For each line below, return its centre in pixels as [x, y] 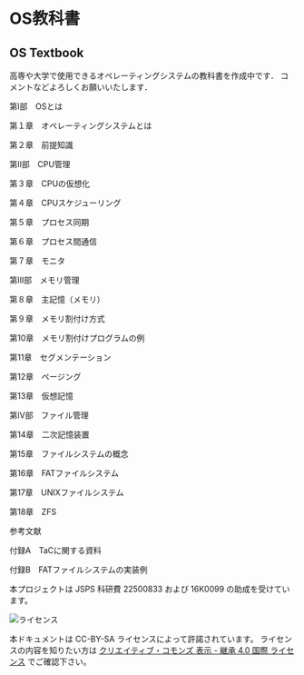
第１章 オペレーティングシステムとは [81, 125]
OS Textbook [47, 52]
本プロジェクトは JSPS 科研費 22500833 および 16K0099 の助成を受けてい [150, 589]
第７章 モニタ [37, 261]
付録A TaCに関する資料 [55, 550]
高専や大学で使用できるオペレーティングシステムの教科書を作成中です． [144, 75]
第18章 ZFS [33, 511]
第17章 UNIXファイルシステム [67, 492]
